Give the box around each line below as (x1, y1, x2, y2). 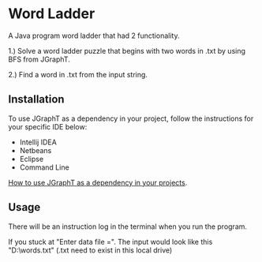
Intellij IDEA (19, 137, 57, 147)
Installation (8, 92, 65, 107)
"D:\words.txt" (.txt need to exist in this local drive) (8, 245, 173, 255)
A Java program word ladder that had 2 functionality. (8, 31, 180, 40)
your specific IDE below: (8, 122, 88, 131)
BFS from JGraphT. (8, 54, 71, 64)
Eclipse (19, 154, 44, 163)
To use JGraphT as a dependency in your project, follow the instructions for (8, 114, 254, 123)
